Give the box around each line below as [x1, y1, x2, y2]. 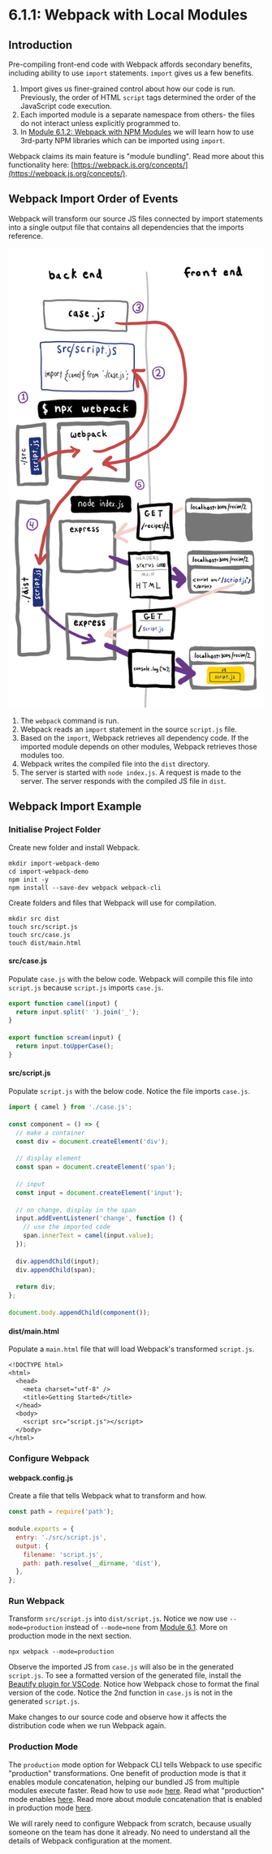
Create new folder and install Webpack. [8, 842, 140, 852]
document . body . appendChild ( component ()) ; [8, 1309, 151, 1317]
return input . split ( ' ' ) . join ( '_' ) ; [15, 1008, 140, 1016]
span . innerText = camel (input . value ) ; [23, 1232, 154, 1240]
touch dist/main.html [8, 939, 82, 947]
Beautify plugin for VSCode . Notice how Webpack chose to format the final [8, 1679, 260, 1689]
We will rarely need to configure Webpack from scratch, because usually [8, 1818, 252, 1828]
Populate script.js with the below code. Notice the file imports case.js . [8, 1087, 250, 1096]
